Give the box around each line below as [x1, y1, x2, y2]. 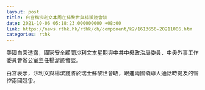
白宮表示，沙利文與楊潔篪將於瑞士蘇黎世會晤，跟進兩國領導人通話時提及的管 [6, 69, 199, 77]
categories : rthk [6, 32, 51, 38]
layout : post [6, 9, 40, 15]
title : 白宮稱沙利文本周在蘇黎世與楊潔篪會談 [6, 15, 108, 21]
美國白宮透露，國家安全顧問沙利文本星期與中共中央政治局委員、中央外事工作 [6, 49, 199, 57]
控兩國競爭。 [6, 77, 38, 85]
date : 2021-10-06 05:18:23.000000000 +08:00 [6, 20, 121, 26]
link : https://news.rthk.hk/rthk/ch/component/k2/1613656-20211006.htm [6, 26, 192, 32]
